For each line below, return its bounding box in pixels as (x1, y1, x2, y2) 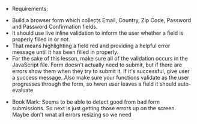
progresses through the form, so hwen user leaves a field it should (11, 80, 177, 87)
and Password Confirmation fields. (11, 23, 98, 30)
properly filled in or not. (11, 36, 70, 43)
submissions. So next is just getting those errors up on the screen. (11, 105, 176, 111)
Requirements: (11, 5, 48, 12)
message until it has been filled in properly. (11, 49, 119, 56)
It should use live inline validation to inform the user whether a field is (11, 29, 184, 37)
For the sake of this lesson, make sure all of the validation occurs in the (11, 55, 188, 62)
